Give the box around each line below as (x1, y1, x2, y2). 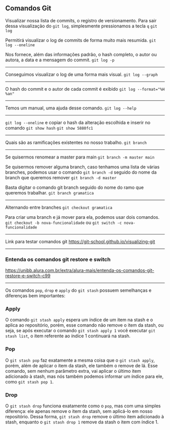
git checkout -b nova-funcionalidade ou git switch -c (5, 219, 122, 225)
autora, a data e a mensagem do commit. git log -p (5, 57, 115, 63)
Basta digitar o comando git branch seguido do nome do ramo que (5, 184, 144, 190)
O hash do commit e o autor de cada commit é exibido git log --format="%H (5, 86, 165, 92)
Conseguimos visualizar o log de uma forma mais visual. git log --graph (5, 71, 158, 77)
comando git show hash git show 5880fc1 (5, 125, 94, 131)
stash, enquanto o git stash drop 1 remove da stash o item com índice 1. (5, 419, 159, 425)
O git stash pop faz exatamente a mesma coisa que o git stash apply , (5, 357, 155, 363)
